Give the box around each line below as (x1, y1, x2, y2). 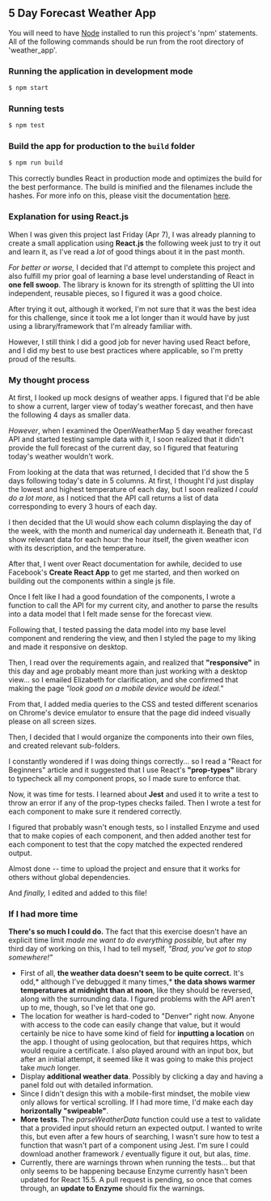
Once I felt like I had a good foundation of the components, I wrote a (8, 592, 236, 601)
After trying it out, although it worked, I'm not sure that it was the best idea (8, 304, 256, 314)
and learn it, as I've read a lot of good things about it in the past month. (8, 246, 245, 256)
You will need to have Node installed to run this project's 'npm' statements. (8, 28, 259, 37)
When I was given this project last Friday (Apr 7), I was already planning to (8, 229, 256, 239)
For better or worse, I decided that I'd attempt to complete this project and (8, 263, 256, 272)
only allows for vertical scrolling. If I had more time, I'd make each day (19, 1097, 253, 1107)
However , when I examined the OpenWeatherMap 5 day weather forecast (8, 425, 253, 435)
